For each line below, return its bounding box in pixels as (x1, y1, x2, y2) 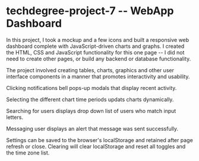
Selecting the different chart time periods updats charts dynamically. (6, 96, 174, 103)
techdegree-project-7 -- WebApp (6, 4, 174, 18)
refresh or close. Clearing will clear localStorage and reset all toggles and (6, 143, 186, 150)
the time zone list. (6, 149, 50, 156)
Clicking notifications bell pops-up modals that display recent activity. (6, 84, 177, 91)
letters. (6, 114, 24, 121)
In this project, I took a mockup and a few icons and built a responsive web (6, 36, 189, 43)
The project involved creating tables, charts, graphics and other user (6, 66, 174, 73)
